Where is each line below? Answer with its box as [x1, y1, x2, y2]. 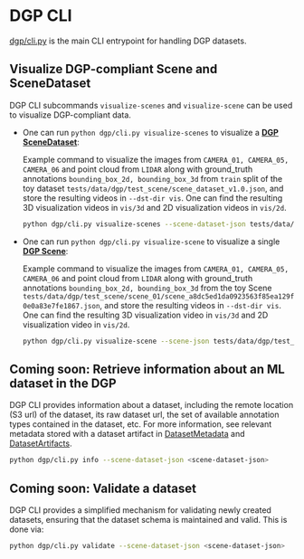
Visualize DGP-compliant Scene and [9, 62, 218, 77]
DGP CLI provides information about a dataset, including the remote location [9, 400, 294, 411]
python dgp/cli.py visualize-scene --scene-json [22, 336, 210, 346]
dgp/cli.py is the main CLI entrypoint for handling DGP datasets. [9, 35, 247, 46]
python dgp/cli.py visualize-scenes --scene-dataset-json [22, 219, 246, 229]
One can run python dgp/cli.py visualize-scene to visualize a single [22, 236, 280, 247]
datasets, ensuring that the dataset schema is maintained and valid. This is [9, 515, 288, 525]
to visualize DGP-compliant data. [9, 109, 131, 120]
